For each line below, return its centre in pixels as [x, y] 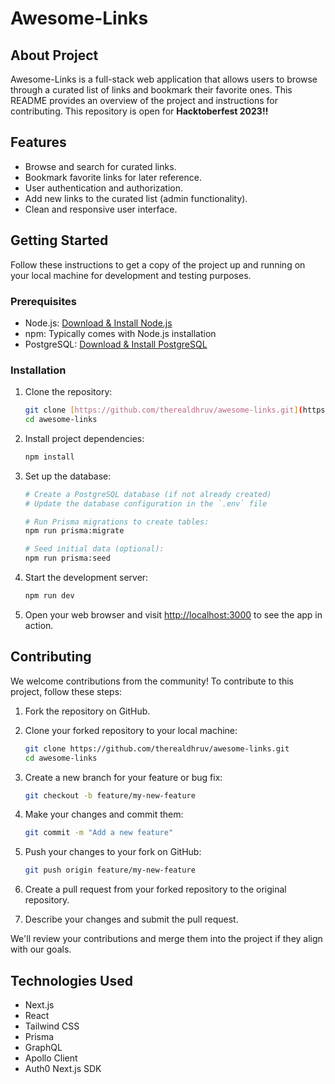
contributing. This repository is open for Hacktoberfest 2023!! [139, 111]
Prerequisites [43, 301]
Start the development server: [86, 578]
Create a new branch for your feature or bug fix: [123, 777]
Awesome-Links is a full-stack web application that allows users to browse [164, 79]
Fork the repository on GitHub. [87, 711]
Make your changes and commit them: [104, 814]
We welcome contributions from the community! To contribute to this [152, 681]
